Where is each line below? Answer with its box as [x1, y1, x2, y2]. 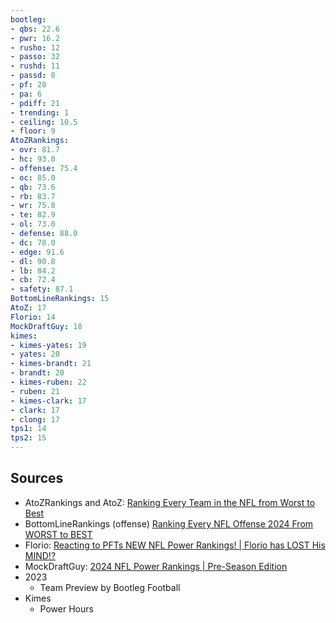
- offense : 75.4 [10, 163, 78, 173]
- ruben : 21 [10, 386, 60, 396]
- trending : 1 [10, 107, 70, 118]
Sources [10, 470, 64, 487]
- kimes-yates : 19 [10, 340, 87, 350]
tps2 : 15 [10, 433, 47, 443]
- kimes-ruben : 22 [10, 377, 87, 387]
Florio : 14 [10, 312, 56, 322]
